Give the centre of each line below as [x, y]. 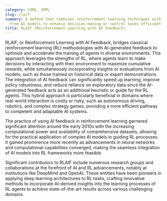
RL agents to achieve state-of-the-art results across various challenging [79, 189]
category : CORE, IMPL [28, 10]
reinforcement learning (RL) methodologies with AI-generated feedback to [81, 48]
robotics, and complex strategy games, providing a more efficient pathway [82, 106]
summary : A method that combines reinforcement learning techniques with [83, 19]
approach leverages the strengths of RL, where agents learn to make [75, 58]
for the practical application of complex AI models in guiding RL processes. [82, 137]
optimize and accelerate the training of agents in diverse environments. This [83, 53]
